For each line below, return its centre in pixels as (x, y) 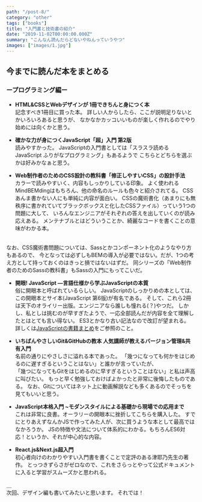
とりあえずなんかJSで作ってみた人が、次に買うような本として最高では (108, 421)
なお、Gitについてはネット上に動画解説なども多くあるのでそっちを (109, 386)
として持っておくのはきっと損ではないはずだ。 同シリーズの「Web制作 (104, 262)
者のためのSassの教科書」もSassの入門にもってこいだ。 (76, 270)
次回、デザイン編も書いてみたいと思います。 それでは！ (75, 492)
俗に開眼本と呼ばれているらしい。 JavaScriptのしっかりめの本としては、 (105, 290)
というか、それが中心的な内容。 (65, 437)
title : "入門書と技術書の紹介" (41, 29)
